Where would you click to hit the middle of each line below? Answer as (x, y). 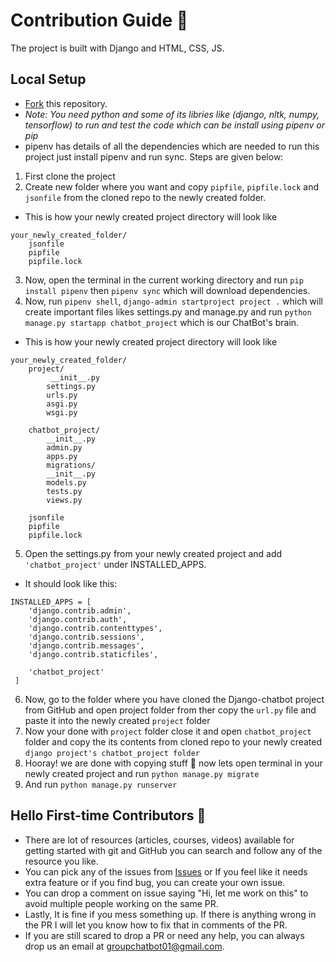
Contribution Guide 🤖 (99, 20)
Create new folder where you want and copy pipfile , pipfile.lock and (171, 186)
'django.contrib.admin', (80, 610)
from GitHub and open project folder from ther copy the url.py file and (170, 710)
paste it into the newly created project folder (117, 720)
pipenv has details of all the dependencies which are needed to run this (172, 146)
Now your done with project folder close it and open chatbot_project (168, 731)
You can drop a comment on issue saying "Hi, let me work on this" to (166, 893)
